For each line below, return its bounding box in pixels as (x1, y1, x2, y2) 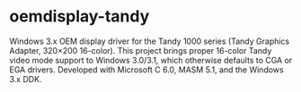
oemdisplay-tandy (9, 6, 150, 27)
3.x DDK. (9, 73, 42, 84)
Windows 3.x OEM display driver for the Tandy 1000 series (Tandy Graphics (9, 36, 290, 46)
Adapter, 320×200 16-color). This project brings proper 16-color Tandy (9, 45, 272, 55)
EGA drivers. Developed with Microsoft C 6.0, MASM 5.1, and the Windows (9, 64, 285, 75)
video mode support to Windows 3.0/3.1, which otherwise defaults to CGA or (9, 54, 293, 65)
